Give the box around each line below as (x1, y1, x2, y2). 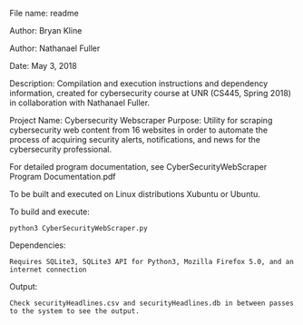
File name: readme (9, 8, 79, 18)
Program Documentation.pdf (9, 172, 116, 182)
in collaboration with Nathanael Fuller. (9, 97, 151, 108)
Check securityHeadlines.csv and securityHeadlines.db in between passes (9, 299, 295, 308)
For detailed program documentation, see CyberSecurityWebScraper (9, 162, 268, 172)
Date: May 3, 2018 (9, 61, 77, 71)
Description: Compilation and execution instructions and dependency (9, 78, 269, 89)
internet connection (9, 265, 88, 274)
